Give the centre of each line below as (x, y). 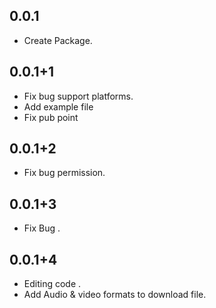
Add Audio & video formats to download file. (115, 295)
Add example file (58, 106)
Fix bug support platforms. (78, 96)
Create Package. (58, 40)
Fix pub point (51, 117)
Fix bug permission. (64, 173)
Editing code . (52, 284)
